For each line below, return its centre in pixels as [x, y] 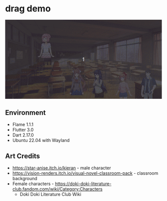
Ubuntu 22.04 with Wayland [41, 140]
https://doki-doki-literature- [83, 184]
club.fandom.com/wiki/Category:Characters [57, 189]
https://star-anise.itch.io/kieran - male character [62, 168]
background [25, 179]
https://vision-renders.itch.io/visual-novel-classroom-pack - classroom [85, 173]
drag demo [28, 9]
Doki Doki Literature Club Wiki [50, 195]
